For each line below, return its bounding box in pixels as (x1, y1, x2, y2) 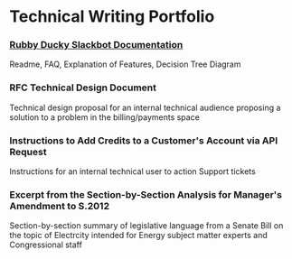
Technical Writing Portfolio (9, 6, 215, 27)
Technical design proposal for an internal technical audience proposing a (9, 102, 281, 113)
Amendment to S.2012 (9, 200, 110, 212)
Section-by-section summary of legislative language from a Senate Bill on (9, 220, 284, 231)
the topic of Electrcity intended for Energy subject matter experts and (9, 230, 268, 241)
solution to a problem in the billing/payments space (9, 111, 201, 123)
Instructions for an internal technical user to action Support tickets (9, 166, 256, 177)
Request (9, 145, 47, 158)
